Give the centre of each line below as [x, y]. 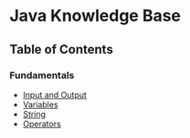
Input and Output [54, 94]
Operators [42, 123]
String [34, 113]
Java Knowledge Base [95, 16]
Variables [40, 104]
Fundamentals [42, 75]
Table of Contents [62, 49]
